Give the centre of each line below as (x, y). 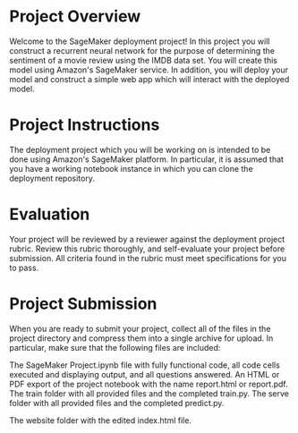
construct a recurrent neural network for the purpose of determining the (142, 50)
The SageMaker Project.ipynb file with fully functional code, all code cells (145, 365)
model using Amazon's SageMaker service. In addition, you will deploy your (149, 70)
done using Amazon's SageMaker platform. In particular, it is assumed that (147, 159)
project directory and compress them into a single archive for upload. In (141, 338)
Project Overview (75, 17)
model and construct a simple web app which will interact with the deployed (149, 79)
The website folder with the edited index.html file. (101, 420)
